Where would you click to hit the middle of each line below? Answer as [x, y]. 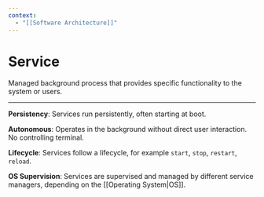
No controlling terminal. [46, 137]
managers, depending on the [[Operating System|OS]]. [97, 184]
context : [22, 15]
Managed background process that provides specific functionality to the [125, 83]
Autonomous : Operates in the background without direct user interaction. [128, 130]
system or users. [35, 92]
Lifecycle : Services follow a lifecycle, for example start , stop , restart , [123, 153]
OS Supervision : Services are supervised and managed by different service [131, 177]
